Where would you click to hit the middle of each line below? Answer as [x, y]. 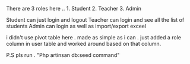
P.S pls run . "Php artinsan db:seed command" [63, 55]
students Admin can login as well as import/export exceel [76, 26]
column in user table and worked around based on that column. [84, 44]
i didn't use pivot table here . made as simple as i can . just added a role [94, 37]
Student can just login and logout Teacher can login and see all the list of [95, 20]
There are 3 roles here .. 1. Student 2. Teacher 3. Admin [74, 9]
